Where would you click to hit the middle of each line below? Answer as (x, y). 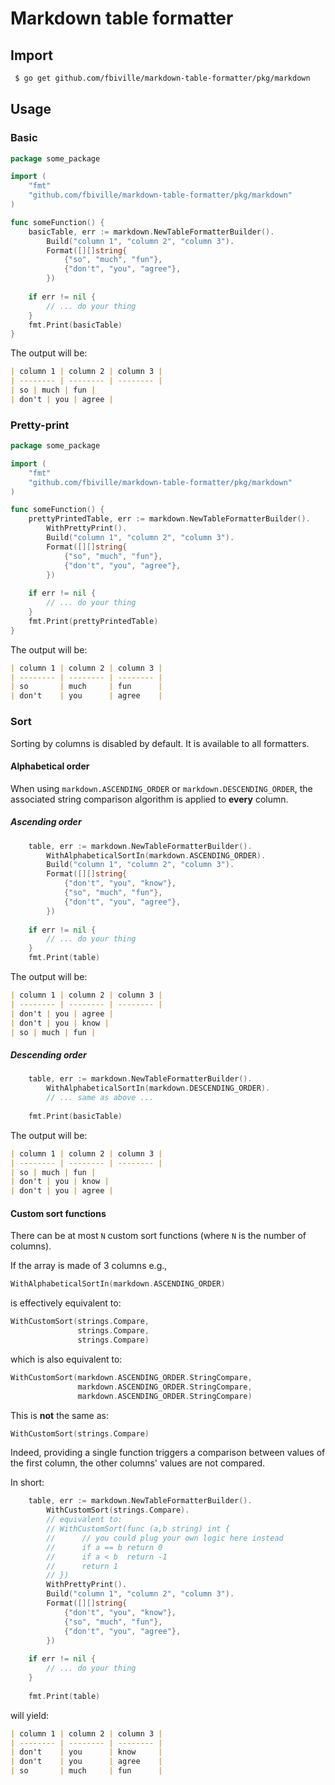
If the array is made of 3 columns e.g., (89, 1266)
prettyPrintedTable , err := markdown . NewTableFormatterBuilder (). (169, 519)
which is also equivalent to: (66, 1359)
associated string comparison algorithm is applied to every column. (149, 799)
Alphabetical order (50, 766)
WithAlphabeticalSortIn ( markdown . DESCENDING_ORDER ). (158, 1088)
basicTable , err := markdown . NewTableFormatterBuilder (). (151, 232)
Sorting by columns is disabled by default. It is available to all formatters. (160, 743)
